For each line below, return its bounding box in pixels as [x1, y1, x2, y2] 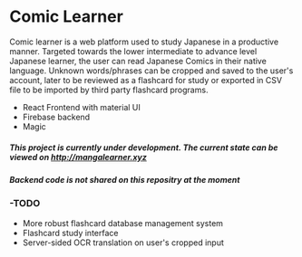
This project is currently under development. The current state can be [9, 142, 278, 153]
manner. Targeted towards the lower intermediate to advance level [9, 45, 258, 56]
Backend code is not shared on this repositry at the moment [9, 174, 240, 185]
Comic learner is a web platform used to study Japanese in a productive [9, 36, 279, 47]
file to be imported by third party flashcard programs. [9, 84, 209, 95]
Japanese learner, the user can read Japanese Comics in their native [9, 55, 268, 66]
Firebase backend [22, 111, 91, 122]
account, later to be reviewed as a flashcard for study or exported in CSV [9, 74, 283, 85]
